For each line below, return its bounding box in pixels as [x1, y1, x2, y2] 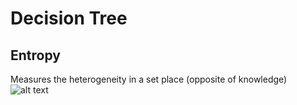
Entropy [10, 47, 61, 64]
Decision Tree [10, 7, 128, 30]
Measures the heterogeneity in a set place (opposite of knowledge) [10, 73, 288, 85]
